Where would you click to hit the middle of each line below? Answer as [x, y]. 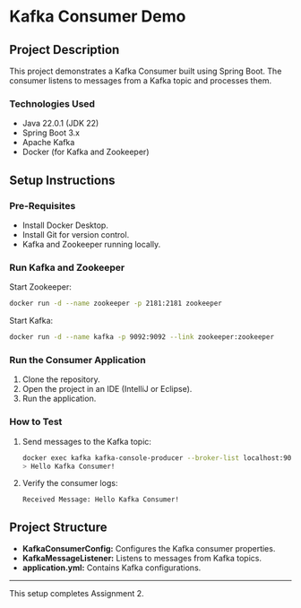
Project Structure [58, 527]
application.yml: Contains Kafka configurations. [112, 568]
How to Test [36, 421]
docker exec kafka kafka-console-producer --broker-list [131, 458]
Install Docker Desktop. [65, 225]
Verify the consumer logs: [70, 483]
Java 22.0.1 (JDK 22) [60, 124]
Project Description [64, 50]
